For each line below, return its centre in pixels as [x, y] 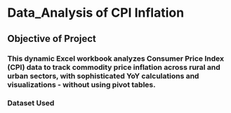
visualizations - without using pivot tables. [81, 84]
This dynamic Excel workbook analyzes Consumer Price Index [116, 59]
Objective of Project [52, 39]
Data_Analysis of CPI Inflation [96, 13]
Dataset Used [31, 103]
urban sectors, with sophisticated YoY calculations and [103, 76]
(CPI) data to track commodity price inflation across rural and [114, 67]
